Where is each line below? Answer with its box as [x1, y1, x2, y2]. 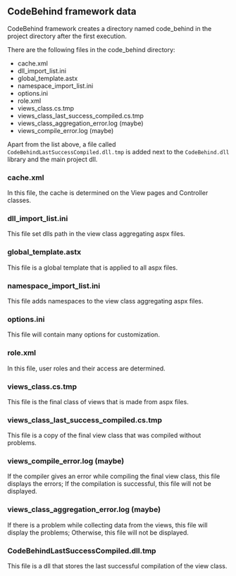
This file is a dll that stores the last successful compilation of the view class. [7, 562, 228, 570]
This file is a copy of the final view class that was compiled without [7, 431, 201, 439]
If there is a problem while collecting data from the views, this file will [7, 520, 208, 529]
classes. [7, 196, 32, 205]
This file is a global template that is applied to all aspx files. [7, 263, 178, 272]
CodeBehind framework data [7, 6, 137, 18]
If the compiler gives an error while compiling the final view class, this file [7, 472, 221, 481]
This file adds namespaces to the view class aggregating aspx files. [7, 297, 204, 305]
